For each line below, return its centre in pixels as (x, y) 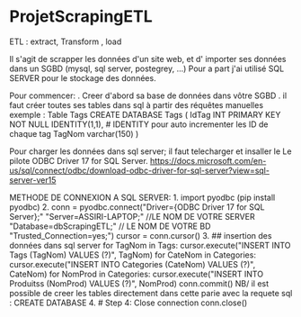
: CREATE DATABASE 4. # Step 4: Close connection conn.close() (128, 303)
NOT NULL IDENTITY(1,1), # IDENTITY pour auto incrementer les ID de (139, 124)
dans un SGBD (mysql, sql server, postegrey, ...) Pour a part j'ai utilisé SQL (147, 68)
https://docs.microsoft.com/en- (208, 160)
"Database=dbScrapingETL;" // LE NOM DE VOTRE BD (110, 226)
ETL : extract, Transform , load (66, 41)
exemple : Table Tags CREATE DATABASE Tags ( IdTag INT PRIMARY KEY (145, 114)
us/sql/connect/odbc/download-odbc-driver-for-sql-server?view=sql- (139, 170)
